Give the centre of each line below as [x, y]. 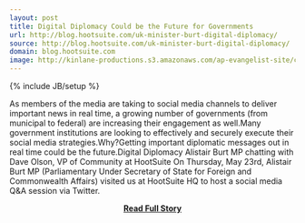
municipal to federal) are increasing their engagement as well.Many [135, 123]
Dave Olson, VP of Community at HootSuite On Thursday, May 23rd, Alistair [151, 162]
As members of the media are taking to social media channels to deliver [143, 104]
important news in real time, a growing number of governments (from [139, 113]
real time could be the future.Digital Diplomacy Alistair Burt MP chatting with [152, 152]
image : [22, 60]
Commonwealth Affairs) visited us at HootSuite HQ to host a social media [146, 181]
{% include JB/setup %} [54, 86]
